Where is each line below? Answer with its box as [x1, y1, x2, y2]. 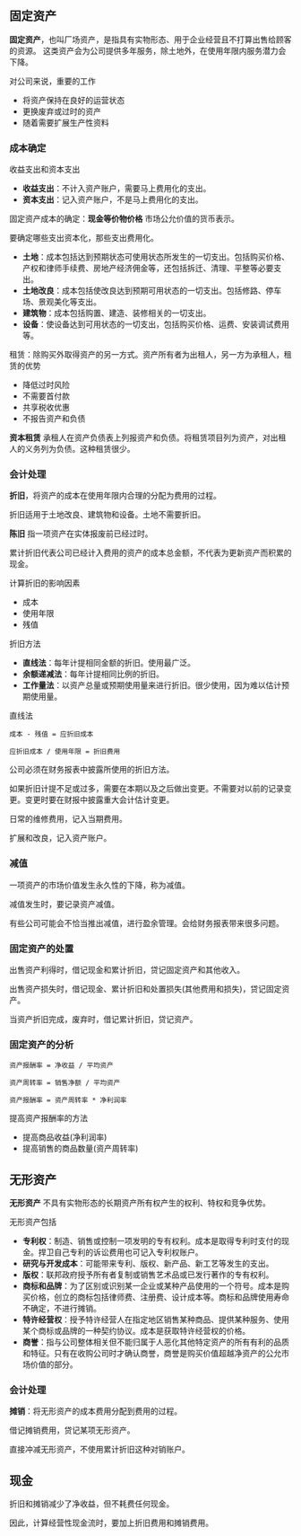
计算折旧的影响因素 [9, 578, 81, 588]
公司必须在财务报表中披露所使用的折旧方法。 [9, 764, 175, 775]
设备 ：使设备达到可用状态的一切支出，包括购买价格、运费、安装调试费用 [21, 319, 289, 330]
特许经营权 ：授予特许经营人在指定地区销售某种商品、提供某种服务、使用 [21, 1314, 289, 1325]
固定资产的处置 [9, 942, 74, 955]
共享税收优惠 [21, 402, 70, 413]
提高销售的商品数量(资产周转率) [21, 1143, 139, 1154]
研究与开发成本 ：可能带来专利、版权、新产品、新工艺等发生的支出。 [21, 1258, 274, 1269]
